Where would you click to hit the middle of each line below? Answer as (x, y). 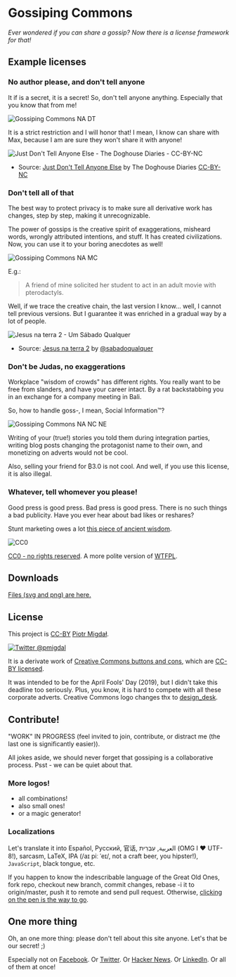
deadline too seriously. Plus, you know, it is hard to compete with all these (115, 690)
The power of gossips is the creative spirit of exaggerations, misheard (109, 229)
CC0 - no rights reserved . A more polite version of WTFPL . (93, 556)
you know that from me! (42, 105)
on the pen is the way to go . (48, 900)
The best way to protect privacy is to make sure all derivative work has (110, 208)
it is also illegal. (30, 474)
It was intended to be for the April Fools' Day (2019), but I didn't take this (113, 682)
